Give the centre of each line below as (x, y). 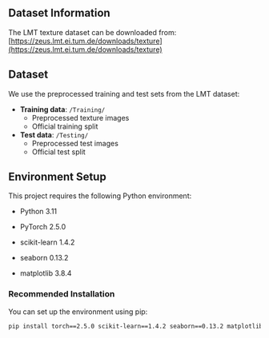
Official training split (65, 126)
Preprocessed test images (75, 143)
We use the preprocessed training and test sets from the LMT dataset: (124, 93)
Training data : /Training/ (62, 109)
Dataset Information (59, 13)
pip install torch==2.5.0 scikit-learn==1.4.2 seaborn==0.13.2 (116, 326)
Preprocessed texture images (80, 117)
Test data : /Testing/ (54, 134)
